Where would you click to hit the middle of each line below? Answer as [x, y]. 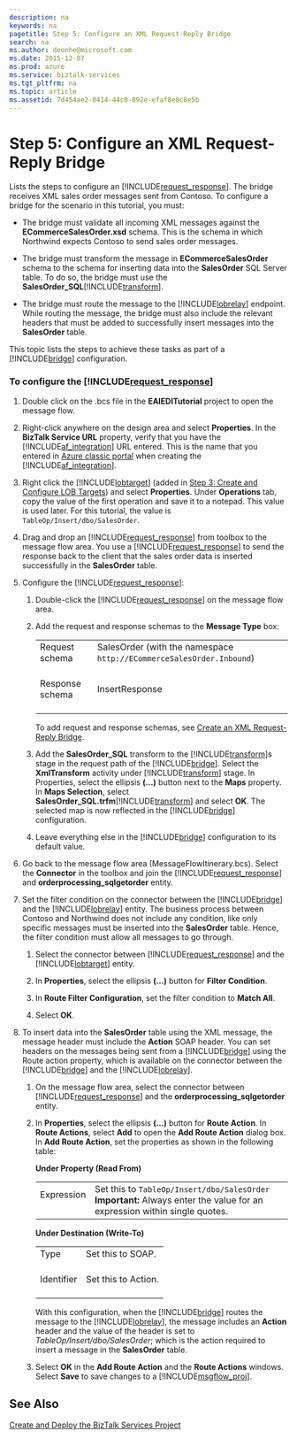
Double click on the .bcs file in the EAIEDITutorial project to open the [148, 401]
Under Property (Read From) [88, 1168]
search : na [29, 42]
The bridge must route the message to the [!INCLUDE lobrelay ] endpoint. [153, 304]
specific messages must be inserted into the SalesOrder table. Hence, [150, 927]
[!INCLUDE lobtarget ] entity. [85, 963]
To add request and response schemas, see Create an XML [143, 727]
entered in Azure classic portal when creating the [111, 456]
